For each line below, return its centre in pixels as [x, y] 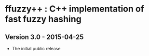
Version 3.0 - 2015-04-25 [44, 37]
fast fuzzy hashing [43, 19]
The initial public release [36, 49]
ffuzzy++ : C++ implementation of [75, 9]
